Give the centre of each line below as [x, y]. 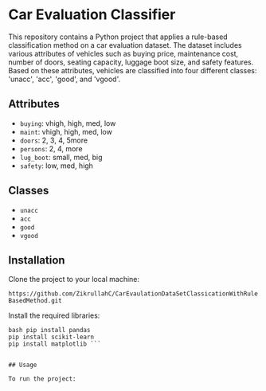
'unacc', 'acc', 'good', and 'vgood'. [65, 79]
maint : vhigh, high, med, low [66, 131]
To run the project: [43, 379]
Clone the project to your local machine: [74, 280]
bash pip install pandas [49, 330]
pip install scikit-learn [51, 337]
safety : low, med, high [57, 166]
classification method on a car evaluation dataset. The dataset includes [125, 45]
